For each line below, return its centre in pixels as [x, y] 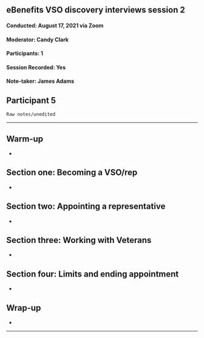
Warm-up [25, 139]
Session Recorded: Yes [36, 67]
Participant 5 [31, 100]
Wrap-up [24, 308]
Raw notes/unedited [31, 114]
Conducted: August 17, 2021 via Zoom [55, 25]
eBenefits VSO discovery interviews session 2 [96, 10]
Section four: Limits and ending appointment [93, 274]
